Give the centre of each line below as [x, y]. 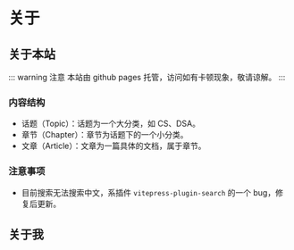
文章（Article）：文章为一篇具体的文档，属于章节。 [113, 146]
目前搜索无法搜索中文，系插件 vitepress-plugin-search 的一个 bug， [148, 192]
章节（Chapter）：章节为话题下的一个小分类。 [105, 135]
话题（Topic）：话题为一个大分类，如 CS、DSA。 [110, 124]
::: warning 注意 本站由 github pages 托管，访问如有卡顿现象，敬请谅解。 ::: [147, 77]
